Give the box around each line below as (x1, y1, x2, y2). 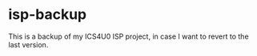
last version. (8, 39, 49, 49)
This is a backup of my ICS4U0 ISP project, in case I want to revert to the (8, 32, 250, 41)
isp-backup (8, 6, 86, 24)
